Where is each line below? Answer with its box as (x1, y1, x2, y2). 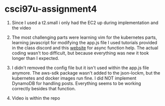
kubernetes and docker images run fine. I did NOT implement (11, 75, 137, 81)
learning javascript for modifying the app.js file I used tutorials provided (11, 39, 158, 45)
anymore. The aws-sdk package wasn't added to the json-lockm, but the (11, 70, 161, 76)
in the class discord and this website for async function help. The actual (11, 45, 159, 51)
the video (11, 25, 32, 30)
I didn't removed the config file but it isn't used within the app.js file (11, 65, 149, 71)
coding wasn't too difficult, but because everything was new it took (11, 50, 149, 56)
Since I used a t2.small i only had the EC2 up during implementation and (11, 20, 159, 26)
